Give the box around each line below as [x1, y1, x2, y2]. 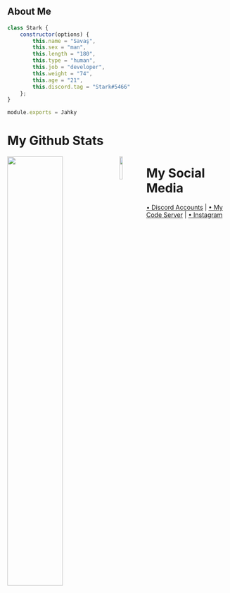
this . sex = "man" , [32, 44, 87, 51]
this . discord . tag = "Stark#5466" [32, 83, 131, 90]
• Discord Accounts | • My [146, 204, 223, 212]
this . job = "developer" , [32, 63, 106, 71]
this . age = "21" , [32, 77, 83, 84]
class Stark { [7, 24, 49, 31]
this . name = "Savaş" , [32, 37, 96, 44]
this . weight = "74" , [32, 70, 93, 77]
